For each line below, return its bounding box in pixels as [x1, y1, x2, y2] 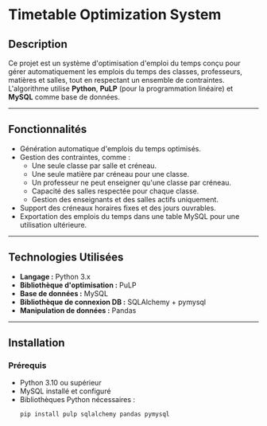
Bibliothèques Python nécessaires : [19, 395, 136, 405]
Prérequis [8, 360, 47, 371]
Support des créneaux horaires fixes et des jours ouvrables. [19, 203, 216, 213]
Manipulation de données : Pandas [19, 305, 137, 315]
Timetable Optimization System [8, 6, 222, 24]
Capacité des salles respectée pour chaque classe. [31, 186, 199, 196]
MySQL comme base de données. [8, 92, 121, 101]
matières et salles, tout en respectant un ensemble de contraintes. [8, 76, 225, 84]
